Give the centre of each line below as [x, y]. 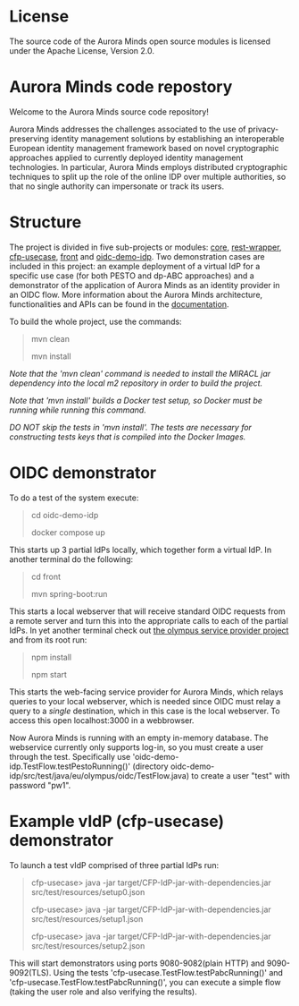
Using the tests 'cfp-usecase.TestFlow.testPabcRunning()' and [168, 972]
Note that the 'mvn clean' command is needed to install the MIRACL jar [140, 373]
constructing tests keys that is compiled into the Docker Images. [128, 437]
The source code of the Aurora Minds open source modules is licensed [140, 41]
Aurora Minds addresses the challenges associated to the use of [128, 129]
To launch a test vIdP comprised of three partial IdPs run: [114, 865]
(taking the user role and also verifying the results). [104, 992]
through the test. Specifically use [70, 756]
